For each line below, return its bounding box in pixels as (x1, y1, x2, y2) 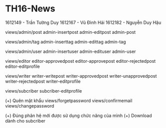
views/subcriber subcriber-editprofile (5, 88, 82, 94)
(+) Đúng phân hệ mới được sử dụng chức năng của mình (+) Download (5, 113, 152, 119)
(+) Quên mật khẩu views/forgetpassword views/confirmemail (5, 98, 133, 104)
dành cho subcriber (5, 118, 46, 124)
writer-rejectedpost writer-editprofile (5, 78, 81, 84)
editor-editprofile (5, 63, 40, 69)
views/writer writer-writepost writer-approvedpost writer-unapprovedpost (5, 73, 157, 79)
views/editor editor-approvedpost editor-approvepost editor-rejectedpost (5, 58, 156, 64)
